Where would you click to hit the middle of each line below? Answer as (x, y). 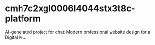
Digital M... (16, 37)
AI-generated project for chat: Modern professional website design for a (78, 32)
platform (23, 19)
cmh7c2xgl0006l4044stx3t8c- (70, 8)
